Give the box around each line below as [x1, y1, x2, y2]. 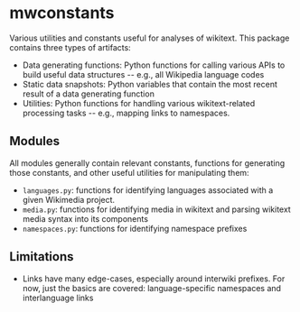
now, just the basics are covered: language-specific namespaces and [22, 282, 282, 293]
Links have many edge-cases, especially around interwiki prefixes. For [22, 273, 286, 284]
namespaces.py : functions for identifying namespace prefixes [22, 223, 248, 234]
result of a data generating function [22, 88, 155, 99]
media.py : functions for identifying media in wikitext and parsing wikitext [22, 204, 291, 215]
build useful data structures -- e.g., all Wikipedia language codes [22, 69, 265, 79]
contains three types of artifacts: [9, 41, 131, 52]
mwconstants [9, 3, 115, 23]
